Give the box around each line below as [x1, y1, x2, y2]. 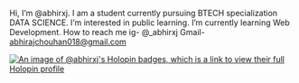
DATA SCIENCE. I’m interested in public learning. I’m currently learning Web [9, 17, 291, 28]
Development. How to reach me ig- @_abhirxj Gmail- [9, 27, 205, 37]
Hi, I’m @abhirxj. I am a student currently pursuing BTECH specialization [9, 8, 278, 18]
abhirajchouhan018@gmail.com [9, 36, 126, 47]
